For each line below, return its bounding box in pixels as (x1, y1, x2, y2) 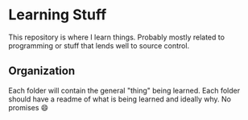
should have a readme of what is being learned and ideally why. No (8, 94, 232, 104)
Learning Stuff (8, 6, 107, 24)
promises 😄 (8, 102, 49, 112)
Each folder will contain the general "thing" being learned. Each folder (8, 85, 241, 95)
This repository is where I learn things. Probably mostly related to (8, 32, 225, 42)
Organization (8, 64, 75, 78)
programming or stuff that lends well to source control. (8, 40, 190, 50)
